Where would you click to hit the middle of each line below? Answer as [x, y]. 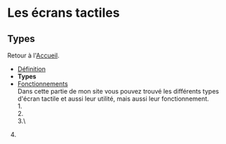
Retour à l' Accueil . [33, 55]
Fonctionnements [42, 84]
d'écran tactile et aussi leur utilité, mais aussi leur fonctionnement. [113, 99]
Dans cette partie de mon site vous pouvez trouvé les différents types [118, 91]
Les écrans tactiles [64, 13]
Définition [31, 69]
